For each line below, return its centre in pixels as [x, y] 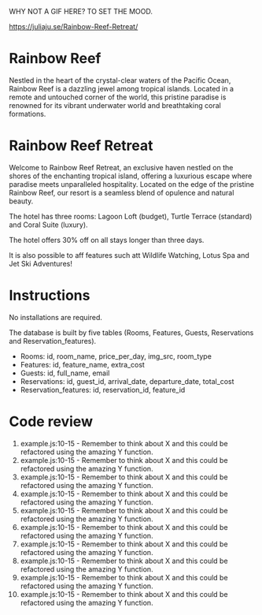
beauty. [21, 201]
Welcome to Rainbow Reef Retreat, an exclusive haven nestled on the [121, 167]
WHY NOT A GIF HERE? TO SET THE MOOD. [81, 11]
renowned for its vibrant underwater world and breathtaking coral [115, 105]
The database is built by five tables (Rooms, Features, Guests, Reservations [131, 332]
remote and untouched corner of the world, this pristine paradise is [118, 97]
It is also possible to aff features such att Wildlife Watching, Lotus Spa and [129, 255]
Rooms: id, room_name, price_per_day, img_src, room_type [116, 356]
